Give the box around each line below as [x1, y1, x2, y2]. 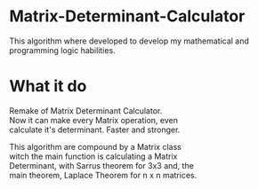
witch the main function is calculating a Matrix [9, 151, 178, 161]
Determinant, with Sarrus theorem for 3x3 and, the [9, 160, 194, 170]
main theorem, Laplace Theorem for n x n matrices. [9, 169, 198, 180]
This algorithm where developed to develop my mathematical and [9, 35, 249, 46]
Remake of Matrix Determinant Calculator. [9, 105, 163, 116]
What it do [9, 76, 87, 97]
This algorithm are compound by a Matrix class [9, 141, 182, 152]
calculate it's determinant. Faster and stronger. [9, 124, 181, 135]
